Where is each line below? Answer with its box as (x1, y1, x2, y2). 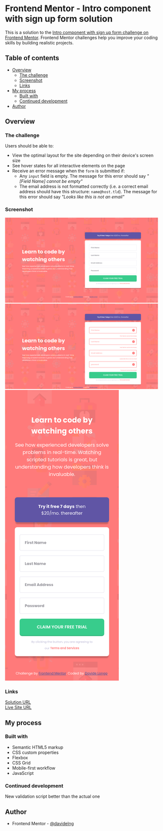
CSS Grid (12, 760, 31, 766)
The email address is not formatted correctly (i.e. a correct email (19, 183, 148, 189)
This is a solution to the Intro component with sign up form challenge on (5, 29, 149, 35)
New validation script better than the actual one (5, 793, 100, 799)
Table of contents (5, 54, 59, 62)
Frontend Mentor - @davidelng (12, 820, 74, 826)
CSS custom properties (12, 750, 59, 755)
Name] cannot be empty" (32, 179, 83, 184)
